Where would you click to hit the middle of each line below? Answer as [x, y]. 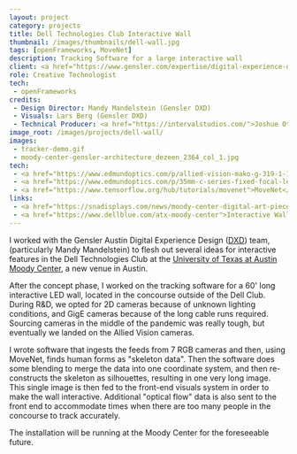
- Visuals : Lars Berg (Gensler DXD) [80, 116]
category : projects [45, 26]
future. [21, 442]
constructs [29, 378]
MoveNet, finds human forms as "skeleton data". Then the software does [142, 358]
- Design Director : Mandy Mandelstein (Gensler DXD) [112, 108]
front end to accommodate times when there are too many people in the [140, 406]
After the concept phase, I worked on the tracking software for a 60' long [142, 285]
